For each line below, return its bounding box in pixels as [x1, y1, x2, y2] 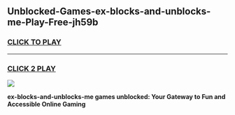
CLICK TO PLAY [7, 38, 62, 47]
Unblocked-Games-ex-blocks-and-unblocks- [7, 6, 211, 17]
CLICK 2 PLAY [7, 63, 56, 73]
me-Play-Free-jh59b [7, 17, 99, 29]
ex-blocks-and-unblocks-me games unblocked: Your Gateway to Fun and [7, 92, 226, 100]
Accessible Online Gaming [7, 100, 86, 108]
